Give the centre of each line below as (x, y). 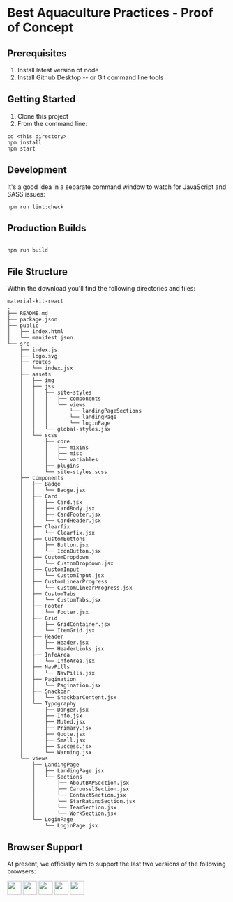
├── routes (36, 362)
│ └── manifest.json (40, 338)
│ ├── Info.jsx (51, 716)
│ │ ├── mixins (54, 448)
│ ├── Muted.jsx (53, 722)
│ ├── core (45, 442)
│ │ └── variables (59, 460)
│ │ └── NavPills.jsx (58, 673)
